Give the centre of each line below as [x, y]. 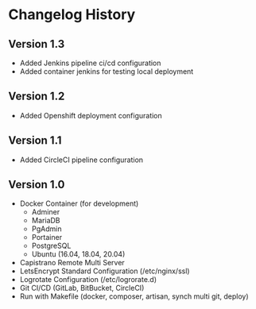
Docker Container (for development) [79, 203]
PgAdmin [47, 229]
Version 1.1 [35, 141]
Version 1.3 [37, 44]
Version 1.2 [37, 97]
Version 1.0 [37, 185]
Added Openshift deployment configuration [91, 115]
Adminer [46, 212]
